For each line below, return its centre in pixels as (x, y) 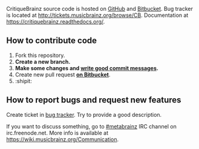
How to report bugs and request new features (94, 100)
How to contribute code (52, 41)
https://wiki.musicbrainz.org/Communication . (63, 139)
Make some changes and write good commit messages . (86, 68)
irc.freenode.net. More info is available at (57, 133)
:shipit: (23, 81)
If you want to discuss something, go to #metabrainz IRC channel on (91, 126)
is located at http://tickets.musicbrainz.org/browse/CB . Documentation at (97, 15)
